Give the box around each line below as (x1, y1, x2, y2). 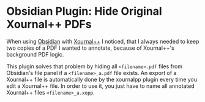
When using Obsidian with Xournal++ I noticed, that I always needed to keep (6, 37, 199, 45)
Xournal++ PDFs (6, 17, 92, 31)
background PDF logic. (6, 50, 64, 58)
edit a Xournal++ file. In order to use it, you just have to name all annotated (6, 82, 195, 90)
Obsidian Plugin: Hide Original (6, 4, 162, 18)
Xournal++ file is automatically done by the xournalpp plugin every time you (6, 76, 198, 83)
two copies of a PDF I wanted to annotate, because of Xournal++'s (6, 44, 174, 52)
